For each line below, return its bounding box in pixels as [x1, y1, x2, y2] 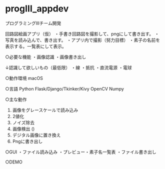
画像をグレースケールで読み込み [12, 107, 78, 113]
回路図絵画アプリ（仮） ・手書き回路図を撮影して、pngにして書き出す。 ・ [5, 30, 159, 36]
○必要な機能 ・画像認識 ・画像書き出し [5, 53, 86, 60]
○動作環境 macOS [5, 75, 43, 81]
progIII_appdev [5, 3, 69, 14]
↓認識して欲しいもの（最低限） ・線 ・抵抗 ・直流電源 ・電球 [5, 64, 132, 70]
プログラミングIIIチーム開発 [5, 20, 61, 26]
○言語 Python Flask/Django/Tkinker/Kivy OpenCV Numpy [5, 85, 124, 91]
